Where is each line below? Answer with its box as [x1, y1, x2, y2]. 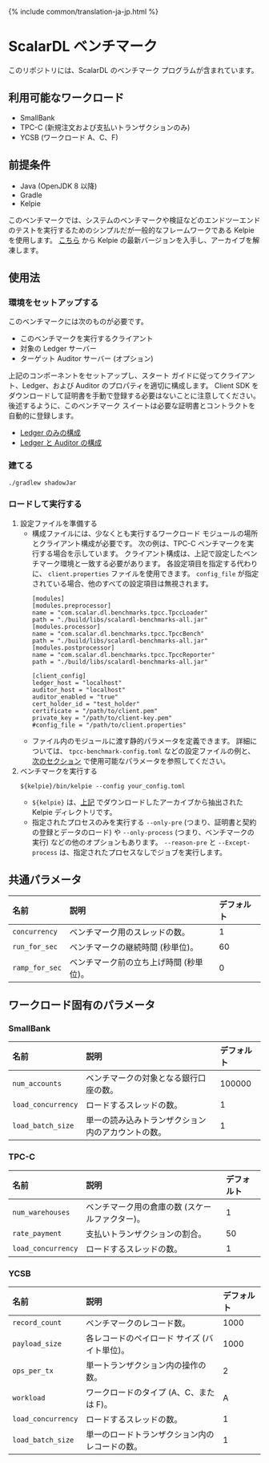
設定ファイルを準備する [19, 518, 98, 528]
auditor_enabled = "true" [31, 693, 118, 701]
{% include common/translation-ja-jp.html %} [8, 7, 159, 16]
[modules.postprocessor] [31, 643, 115, 652]
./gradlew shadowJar [8, 479, 78, 487]
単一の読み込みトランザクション [85, 1115, 207, 1126]
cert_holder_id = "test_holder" [31, 699, 140, 708]
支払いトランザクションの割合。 [85, 1228, 207, 1239]
